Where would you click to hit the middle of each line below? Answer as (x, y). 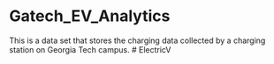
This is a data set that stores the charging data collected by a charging (137, 40)
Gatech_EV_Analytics (90, 16)
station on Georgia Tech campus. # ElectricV (90, 49)
